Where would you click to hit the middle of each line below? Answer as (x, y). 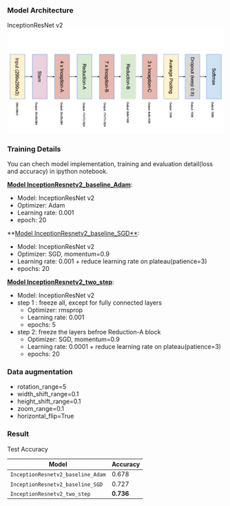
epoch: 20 (32, 220)
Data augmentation (40, 372)
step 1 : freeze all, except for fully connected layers (90, 303)
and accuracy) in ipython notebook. (57, 171)
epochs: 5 (42, 324)
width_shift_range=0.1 (48, 394)
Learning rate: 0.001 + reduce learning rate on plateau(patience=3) (112, 261)
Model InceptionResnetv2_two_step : (61, 282)
